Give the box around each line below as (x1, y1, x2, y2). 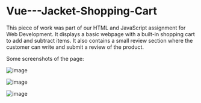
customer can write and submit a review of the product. (6, 43, 144, 51)
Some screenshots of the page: (6, 55, 84, 62)
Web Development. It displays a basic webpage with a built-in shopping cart (6, 30, 196, 37)
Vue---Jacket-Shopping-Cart (6, 4, 158, 18)
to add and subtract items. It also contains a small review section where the (6, 37, 193, 44)
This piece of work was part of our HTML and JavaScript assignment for (6, 24, 186, 31)
